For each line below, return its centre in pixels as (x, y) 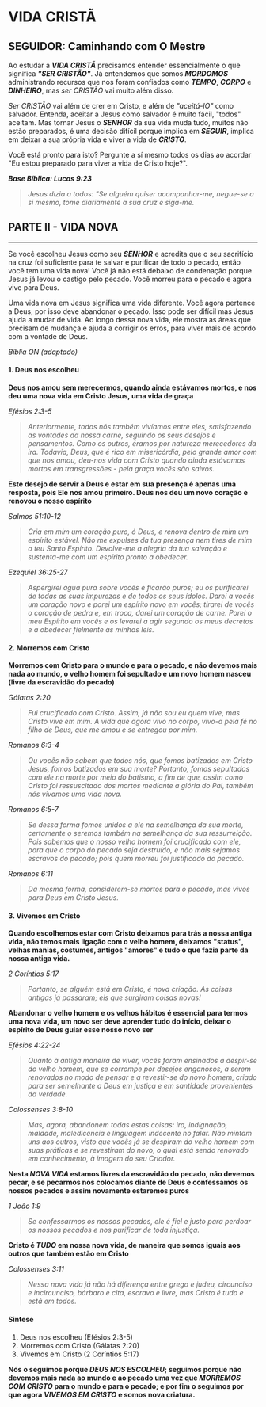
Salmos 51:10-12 (35, 517)
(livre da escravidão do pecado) (61, 682)
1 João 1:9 (25, 1206)
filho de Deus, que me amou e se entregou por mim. (112, 730)
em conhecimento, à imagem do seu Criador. (101, 1159)
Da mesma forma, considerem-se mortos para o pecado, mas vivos (139, 889)
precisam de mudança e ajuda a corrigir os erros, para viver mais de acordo (132, 328)
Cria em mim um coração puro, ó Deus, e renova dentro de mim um (138, 532)
